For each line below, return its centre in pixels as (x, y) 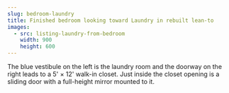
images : (19, 27)
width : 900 (36, 40)
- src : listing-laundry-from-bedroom (69, 33)
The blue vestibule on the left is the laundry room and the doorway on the (114, 67)
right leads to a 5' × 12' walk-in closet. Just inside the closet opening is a (113, 74)
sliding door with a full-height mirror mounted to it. (81, 81)
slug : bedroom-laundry (41, 14)
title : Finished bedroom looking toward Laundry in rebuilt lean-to (111, 20)
